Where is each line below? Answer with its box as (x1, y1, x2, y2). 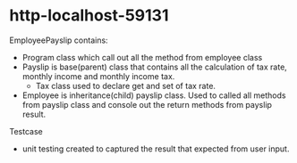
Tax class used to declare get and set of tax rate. (35, 80, 216, 91)
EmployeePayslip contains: (9, 35, 109, 45)
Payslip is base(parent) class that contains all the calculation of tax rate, (21, 61, 288, 72)
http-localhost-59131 (9, 5, 169, 26)
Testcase (9, 126, 43, 136)
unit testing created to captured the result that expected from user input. (21, 143, 290, 154)
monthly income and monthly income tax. (21, 70, 175, 81)
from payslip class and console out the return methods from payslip (21, 99, 273, 110)
